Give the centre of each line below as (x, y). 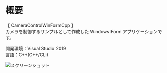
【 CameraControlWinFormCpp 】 (40, 25)
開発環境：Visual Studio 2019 (36, 48)
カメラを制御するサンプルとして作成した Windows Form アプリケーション (81, 31)
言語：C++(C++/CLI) (27, 55)
